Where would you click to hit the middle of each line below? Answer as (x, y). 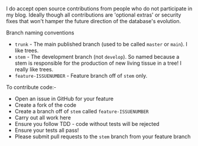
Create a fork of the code (46, 105)
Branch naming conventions (40, 33)
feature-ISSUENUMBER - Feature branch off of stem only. (81, 76)
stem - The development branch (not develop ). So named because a (97, 57)
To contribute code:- (31, 87)
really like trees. (34, 69)
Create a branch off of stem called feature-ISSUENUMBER (82, 111)
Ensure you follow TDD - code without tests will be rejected (87, 124)
